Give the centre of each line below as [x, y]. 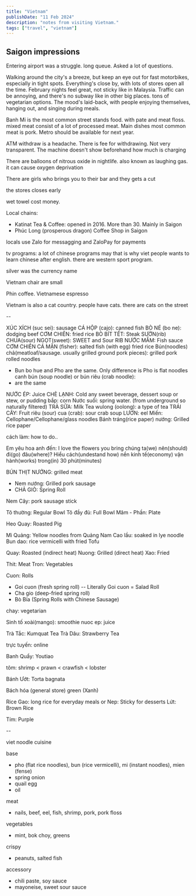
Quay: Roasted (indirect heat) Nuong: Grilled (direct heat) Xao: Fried [88, 553]
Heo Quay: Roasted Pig [34, 524]
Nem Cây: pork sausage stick [42, 501]
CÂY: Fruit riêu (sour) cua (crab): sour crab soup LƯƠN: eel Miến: [84, 413]
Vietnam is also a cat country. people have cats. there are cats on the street [97, 305]
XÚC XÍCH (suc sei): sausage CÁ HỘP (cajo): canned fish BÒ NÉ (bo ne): [94, 328]
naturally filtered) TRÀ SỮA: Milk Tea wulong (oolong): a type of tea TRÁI [94, 407]
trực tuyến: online [27, 645]
